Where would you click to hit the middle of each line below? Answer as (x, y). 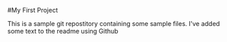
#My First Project (33, 10)
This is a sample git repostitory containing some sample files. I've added (113, 23)
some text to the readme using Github (63, 31)
